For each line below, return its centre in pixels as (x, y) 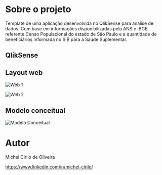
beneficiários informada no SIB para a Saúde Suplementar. (66, 39)
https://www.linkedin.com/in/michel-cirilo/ (49, 167)
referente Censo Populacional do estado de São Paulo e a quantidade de (81, 34)
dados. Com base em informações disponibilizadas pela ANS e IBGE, (77, 28)
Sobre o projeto (38, 9)
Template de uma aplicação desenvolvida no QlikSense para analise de (79, 23)
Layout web (24, 73)
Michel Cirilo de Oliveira (30, 157)
